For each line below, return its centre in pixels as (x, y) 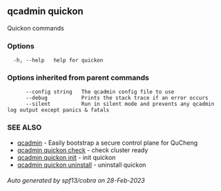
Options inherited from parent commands (78, 78)
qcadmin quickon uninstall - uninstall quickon (81, 165)
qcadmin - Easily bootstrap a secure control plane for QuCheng (107, 143)
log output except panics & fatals (58, 110)
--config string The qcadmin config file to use (100, 92)
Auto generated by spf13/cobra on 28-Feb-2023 (76, 181)
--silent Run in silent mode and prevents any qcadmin (120, 104)
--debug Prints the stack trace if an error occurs (117, 98)
